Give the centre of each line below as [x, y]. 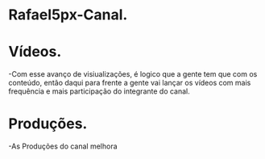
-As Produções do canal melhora [63, 146]
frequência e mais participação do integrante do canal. [99, 91]
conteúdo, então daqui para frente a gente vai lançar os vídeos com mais [130, 83]
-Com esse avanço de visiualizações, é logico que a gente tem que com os [133, 74]
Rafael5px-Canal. [68, 15]
